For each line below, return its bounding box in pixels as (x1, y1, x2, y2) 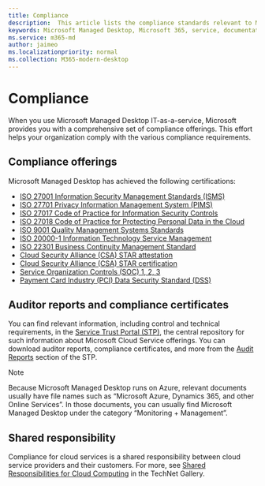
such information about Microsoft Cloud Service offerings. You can (8, 336, 226, 346)
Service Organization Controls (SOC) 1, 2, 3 (19, 267, 161, 276)
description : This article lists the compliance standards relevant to (8, 19, 252, 27)
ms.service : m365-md (8, 33, 77, 42)
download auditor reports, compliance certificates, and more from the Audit (8, 344, 254, 353)
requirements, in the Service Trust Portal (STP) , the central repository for (8, 327, 245, 337)
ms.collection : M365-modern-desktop (8, 56, 129, 64)
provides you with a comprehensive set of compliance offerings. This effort (8, 124, 253, 133)
